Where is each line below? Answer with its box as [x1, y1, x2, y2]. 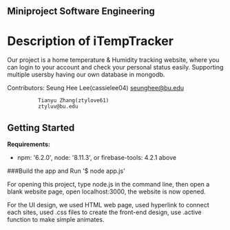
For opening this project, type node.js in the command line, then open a [7, 180, 210, 189]
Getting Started [7, 122, 75, 134]
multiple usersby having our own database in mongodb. [7, 70, 165, 79]
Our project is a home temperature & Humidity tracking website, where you [7, 56, 220, 64]
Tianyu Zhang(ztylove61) [37, 97, 109, 104]
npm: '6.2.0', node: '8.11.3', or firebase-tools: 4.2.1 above [17, 154, 177, 162]
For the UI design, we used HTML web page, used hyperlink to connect [7, 201, 210, 209]
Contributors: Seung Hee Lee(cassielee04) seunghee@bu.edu [7, 84, 185, 92]
